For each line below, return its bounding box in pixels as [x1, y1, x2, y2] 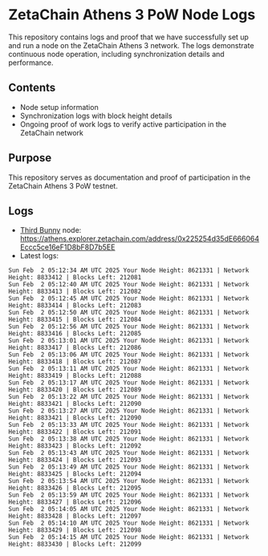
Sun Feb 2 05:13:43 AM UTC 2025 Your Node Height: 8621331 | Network [8, 449, 250, 457]
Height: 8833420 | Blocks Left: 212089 [8, 386, 142, 394]
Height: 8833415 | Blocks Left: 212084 [8, 315, 142, 324]
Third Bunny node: [19, 225, 82, 235]
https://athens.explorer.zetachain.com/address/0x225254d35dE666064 [19, 234, 259, 244]
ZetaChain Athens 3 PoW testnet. [8, 181, 118, 190]
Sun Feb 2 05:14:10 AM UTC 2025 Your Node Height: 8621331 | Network [8, 519, 250, 527]
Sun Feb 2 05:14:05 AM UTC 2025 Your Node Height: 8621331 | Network [8, 505, 250, 513]
